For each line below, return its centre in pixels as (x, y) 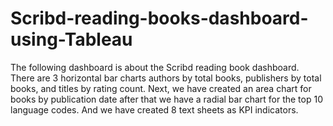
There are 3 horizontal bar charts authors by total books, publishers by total (166, 78)
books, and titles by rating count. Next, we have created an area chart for (161, 88)
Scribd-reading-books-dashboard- (159, 18)
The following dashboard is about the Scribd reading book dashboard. (155, 67)
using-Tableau (71, 39)
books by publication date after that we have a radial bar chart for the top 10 (166, 99)
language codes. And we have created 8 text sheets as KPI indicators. (154, 109)
